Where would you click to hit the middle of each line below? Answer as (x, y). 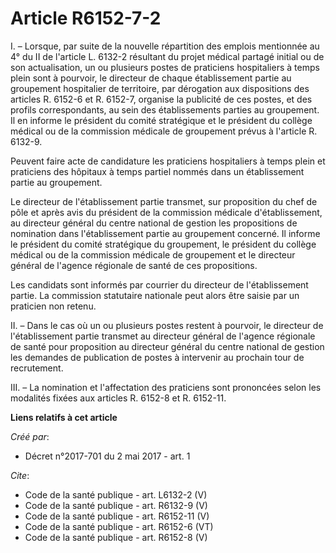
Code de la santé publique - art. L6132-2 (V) (116, 494)
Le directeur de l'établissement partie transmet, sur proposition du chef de (164, 201)
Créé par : (30, 436)
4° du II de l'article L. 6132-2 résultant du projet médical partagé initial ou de (167, 56)
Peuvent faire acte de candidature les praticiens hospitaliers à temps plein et (168, 161)
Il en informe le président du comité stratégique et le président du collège (161, 120)
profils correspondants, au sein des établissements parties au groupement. (165, 109)
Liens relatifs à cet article (64, 417)
